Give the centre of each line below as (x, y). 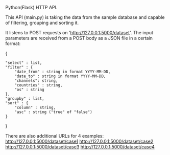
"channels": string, (36, 81)
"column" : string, (35, 107)
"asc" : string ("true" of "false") (54, 112)
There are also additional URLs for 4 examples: (54, 136)
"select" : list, (24, 63)
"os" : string (29, 90)
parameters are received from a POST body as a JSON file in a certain (79, 38)
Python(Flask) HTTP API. (31, 7)
